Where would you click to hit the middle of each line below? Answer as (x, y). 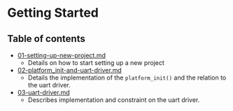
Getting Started (53, 13)
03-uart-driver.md (43, 92)
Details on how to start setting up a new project (96, 63)
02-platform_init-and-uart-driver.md (70, 70)
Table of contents (46, 39)
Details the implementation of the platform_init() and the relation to (127, 77)
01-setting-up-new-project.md (62, 55)
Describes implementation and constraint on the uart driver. (114, 100)
